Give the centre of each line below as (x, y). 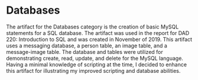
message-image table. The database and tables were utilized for (85, 52)
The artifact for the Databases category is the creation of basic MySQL (92, 27)
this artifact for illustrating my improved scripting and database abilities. (93, 71)
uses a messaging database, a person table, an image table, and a (87, 46)
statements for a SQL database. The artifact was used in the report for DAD (98, 33)
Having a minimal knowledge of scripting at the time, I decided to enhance (97, 64)
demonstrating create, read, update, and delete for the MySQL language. (95, 58)
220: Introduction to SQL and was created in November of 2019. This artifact (99, 39)
